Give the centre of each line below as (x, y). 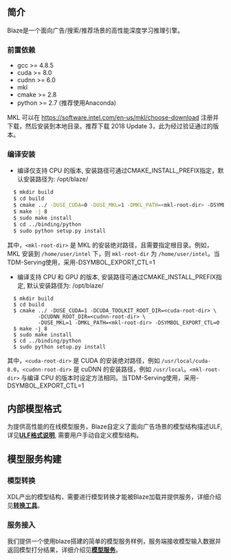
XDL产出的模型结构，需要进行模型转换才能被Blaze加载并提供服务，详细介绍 (114, 497)
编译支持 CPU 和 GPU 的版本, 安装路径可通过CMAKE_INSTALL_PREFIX (117, 277)
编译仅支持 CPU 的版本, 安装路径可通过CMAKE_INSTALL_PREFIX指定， (117, 170)
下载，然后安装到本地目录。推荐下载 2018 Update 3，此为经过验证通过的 (110, 126)
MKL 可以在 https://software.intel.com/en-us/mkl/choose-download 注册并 (113, 118)
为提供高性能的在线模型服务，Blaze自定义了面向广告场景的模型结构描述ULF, (115, 427)
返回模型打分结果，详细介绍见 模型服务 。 (64, 550)
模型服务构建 (34, 459)
